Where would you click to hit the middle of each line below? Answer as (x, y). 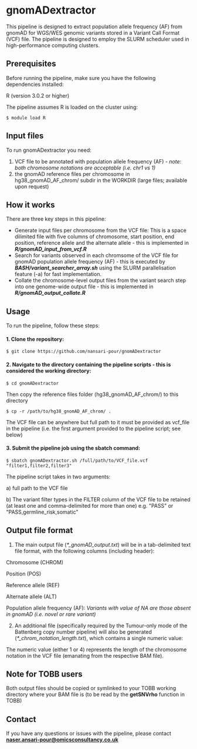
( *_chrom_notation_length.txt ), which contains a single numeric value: (99, 638)
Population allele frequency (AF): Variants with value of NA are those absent (98, 608)
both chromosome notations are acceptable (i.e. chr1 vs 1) (85, 168)
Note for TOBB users (45, 674)
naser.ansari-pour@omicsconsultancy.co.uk (62, 740)
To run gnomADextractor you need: (49, 150)
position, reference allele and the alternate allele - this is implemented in (102, 243)
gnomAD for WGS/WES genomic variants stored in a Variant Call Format (93, 32)
